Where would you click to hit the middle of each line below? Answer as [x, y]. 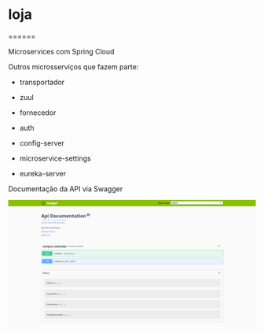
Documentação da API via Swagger [66, 189]
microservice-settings [55, 158]
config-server [42, 142]
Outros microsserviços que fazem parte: [73, 67]
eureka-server [43, 173]
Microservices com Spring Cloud [61, 51]
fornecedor [38, 113]
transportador [42, 82]
